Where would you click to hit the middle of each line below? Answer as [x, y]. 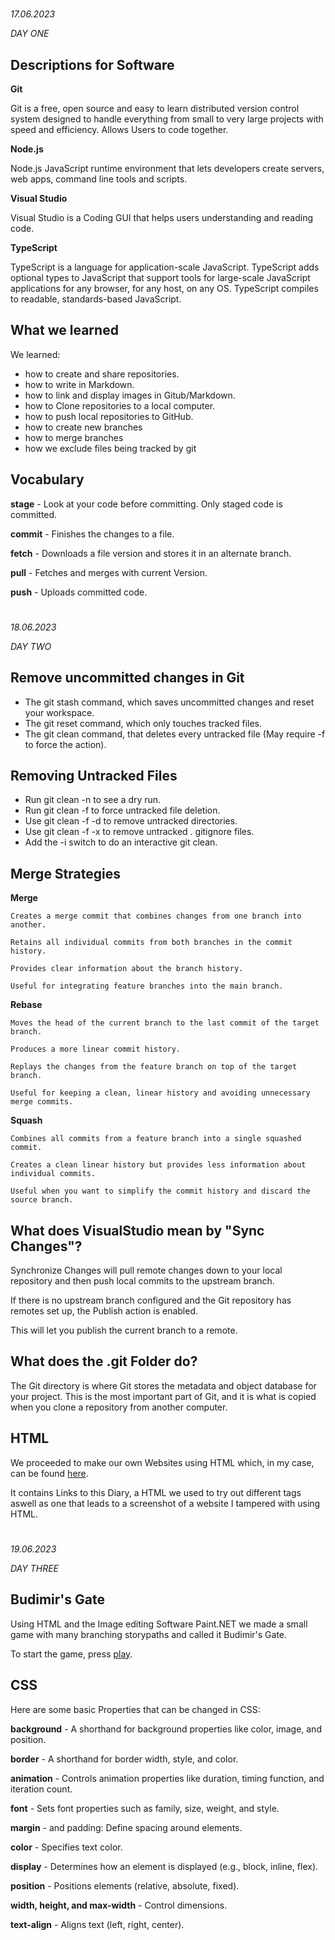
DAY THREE [34, 1568]
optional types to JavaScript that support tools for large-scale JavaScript [160, 277]
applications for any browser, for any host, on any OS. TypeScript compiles [164, 288]
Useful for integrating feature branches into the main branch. [147, 986]
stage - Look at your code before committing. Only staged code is [146, 504]
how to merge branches [74, 437]
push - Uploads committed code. [79, 592]
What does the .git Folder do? [104, 1361]
